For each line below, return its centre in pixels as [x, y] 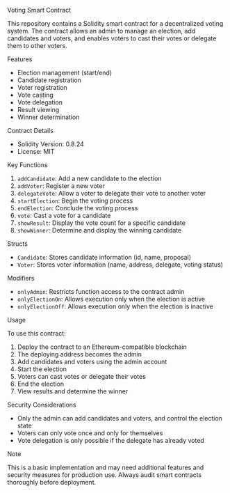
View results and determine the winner [73, 391]
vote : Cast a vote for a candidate [64, 216]
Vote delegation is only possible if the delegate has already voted [111, 440]
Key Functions [27, 165]
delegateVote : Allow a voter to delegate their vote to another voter [112, 193]
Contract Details [31, 131]
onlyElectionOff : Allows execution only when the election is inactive [115, 306]
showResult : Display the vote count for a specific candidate [101, 223]
